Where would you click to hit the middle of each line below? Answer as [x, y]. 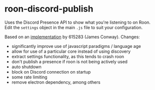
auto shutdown [26, 67]
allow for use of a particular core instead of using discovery [71, 51]
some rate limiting [29, 77]
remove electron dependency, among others [56, 82]
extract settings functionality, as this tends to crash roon [68, 56]
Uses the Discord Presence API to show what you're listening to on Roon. [77, 22]
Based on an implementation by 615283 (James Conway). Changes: [72, 37]
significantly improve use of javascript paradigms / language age [76, 46]
